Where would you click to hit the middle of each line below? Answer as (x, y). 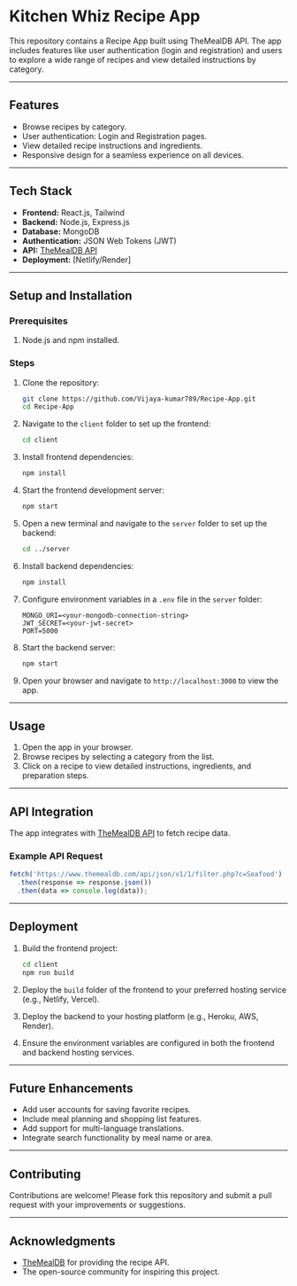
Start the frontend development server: (93, 490)
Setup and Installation (71, 296)
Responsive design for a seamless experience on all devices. (133, 155)
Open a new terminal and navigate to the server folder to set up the (145, 523)
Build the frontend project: (69, 948)
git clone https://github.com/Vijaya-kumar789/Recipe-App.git (139, 399)
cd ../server (46, 549)
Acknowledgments (63, 1241)
